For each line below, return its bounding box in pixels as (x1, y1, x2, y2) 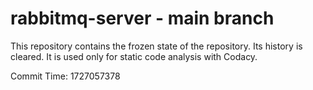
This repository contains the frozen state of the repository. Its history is (10, 40, 303, 52)
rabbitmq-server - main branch (10, 7, 275, 30)
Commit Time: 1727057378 (10, 70, 121, 82)
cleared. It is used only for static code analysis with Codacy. (10, 50, 258, 62)
